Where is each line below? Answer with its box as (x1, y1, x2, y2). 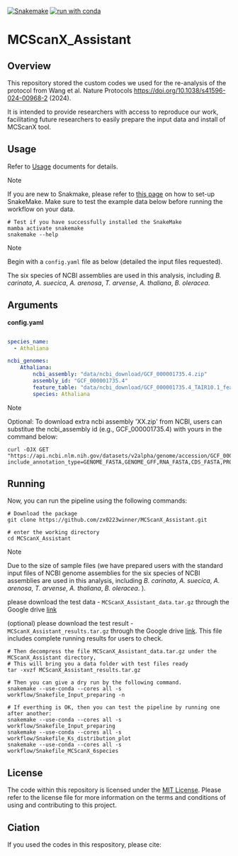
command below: (7, 432, 58, 441)
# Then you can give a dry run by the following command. (7, 679, 182, 686)
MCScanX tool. (7, 123, 52, 131)
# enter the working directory (7, 529, 100, 536)
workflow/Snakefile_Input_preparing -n (7, 692, 125, 699)
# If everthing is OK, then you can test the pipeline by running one (7, 704, 220, 711)
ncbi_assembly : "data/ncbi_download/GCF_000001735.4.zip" (33, 370, 208, 378)
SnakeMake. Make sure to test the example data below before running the (7, 197, 223, 205)
